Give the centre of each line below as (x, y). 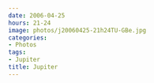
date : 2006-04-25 (37, 15)
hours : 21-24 (30, 23)
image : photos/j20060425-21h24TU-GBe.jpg (77, 30)
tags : (17, 52)
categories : (28, 38)
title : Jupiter (33, 67)
